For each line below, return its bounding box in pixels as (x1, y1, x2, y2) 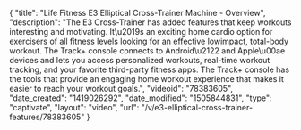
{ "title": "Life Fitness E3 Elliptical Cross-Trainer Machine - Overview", (9, 8, 266, 18)
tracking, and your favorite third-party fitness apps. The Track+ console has (9, 64, 289, 75)
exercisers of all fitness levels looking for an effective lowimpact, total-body (9, 36, 289, 46)
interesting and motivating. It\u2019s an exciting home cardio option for (9, 27, 273, 37)
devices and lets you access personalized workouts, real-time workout (9, 55, 271, 65)
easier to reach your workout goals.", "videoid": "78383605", (9, 84, 234, 93)
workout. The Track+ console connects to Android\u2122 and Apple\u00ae (9, 45, 286, 56)
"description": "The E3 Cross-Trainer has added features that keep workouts (9, 17, 292, 28)
